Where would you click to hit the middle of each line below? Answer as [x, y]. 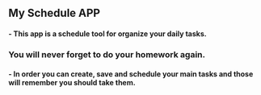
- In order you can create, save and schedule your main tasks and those [131, 74]
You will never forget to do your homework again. [107, 54]
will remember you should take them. [72, 82]
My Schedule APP [55, 13]
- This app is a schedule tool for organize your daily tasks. [108, 33]
